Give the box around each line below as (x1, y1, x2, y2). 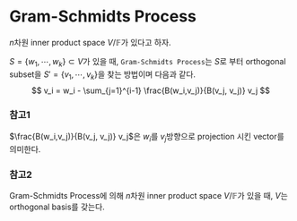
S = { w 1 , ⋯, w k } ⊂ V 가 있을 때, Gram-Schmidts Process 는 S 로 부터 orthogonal (9, 55, 286, 69)
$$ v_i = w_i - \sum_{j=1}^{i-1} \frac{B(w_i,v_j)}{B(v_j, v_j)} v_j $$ (31, 85, 271, 96)
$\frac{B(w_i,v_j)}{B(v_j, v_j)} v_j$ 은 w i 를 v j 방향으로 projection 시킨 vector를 (9, 131, 284, 144)
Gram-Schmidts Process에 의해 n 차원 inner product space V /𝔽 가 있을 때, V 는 (9, 190, 289, 200)
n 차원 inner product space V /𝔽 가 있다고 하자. (9, 37, 172, 47)
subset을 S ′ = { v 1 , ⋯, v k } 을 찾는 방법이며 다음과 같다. (9, 69, 196, 81)
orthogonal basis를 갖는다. (9, 201, 105, 212)
